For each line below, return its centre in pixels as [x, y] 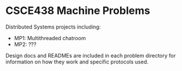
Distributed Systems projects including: [53, 27]
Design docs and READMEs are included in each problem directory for [91, 55]
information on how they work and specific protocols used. [77, 62]
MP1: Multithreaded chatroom [50, 38]
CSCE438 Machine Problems [78, 11]
